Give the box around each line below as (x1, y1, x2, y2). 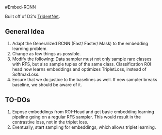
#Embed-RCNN (5, 4, 36, 10)
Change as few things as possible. (12, 51, 81, 56)
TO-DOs (5, 96, 31, 104)
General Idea (5, 28, 45, 36)
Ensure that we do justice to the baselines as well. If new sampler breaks (12, 76, 158, 82)
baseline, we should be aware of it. (12, 82, 82, 87)
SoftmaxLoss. (12, 71, 40, 77)
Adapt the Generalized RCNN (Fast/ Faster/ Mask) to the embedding (12, 40, 148, 46)
